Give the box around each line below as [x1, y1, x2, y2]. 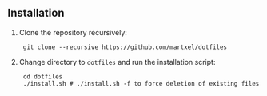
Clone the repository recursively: [18, 27, 127, 37]
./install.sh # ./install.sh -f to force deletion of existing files [22, 79, 260, 87]
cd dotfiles [22, 72, 63, 81]
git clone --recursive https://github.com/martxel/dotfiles [22, 43, 228, 51]
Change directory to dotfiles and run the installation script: [18, 57, 216, 66]
